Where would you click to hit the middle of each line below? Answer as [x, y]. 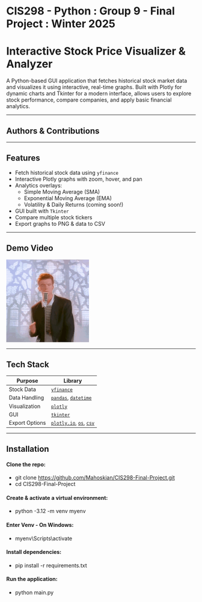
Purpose [27, 380]
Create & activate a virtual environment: [57, 497]
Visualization [25, 406]
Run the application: [32, 579]
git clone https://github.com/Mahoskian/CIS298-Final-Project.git [95, 478]
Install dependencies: [34, 552]
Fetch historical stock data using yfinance [67, 172]
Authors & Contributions [53, 131]
